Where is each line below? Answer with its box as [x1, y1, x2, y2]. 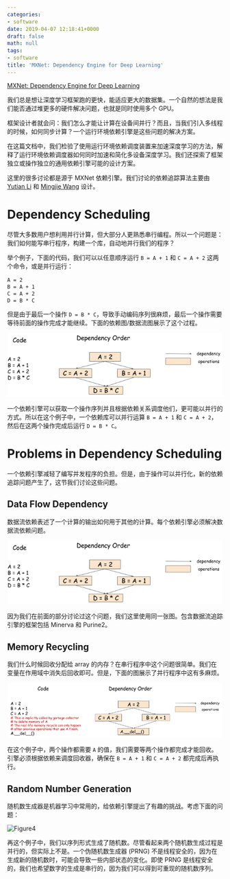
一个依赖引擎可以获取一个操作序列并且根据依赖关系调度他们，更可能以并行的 [7, 405, 223, 413]
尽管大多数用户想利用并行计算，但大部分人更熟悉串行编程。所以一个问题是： [7, 230, 223, 238]
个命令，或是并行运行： [7, 261, 73, 270]
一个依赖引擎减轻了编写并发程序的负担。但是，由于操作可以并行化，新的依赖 [7, 470, 223, 478]
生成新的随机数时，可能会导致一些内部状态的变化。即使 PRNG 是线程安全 [7, 855, 214, 864]
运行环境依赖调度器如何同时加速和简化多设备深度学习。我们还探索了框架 [18, 150, 223, 159]
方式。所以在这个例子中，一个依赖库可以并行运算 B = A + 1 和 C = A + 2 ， [7, 413, 218, 421]
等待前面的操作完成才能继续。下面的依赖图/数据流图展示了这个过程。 [7, 318, 202, 327]
